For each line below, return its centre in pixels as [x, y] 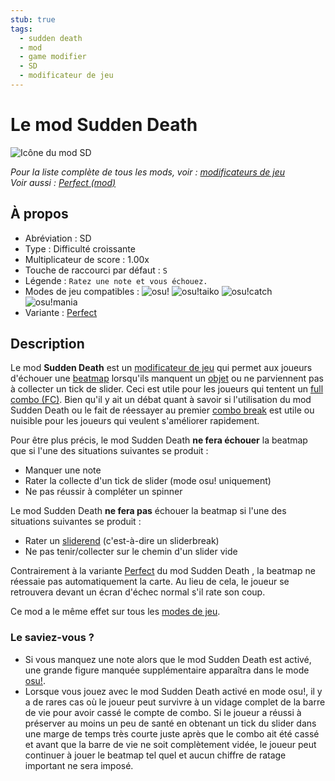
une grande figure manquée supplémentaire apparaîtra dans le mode [167, 670]
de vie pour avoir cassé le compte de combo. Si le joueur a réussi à [163, 712]
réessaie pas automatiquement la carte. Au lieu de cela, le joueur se [150, 582]
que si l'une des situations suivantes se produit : [109, 451]
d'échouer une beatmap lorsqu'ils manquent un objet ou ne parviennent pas [167, 378]
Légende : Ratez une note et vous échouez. [116, 280]
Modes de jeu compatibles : [82, 291]
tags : [21, 29]
